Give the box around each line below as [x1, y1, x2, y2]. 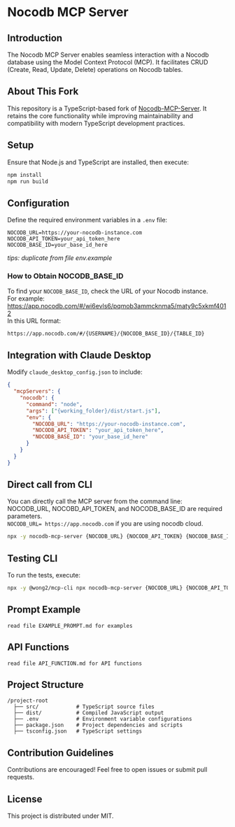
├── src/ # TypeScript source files [13, 703, 155, 710]
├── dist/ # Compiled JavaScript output [13, 710, 164, 717]
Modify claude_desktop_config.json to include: [7, 368, 143, 376]
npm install [7, 171, 42, 178]
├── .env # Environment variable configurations [13, 716, 192, 723]
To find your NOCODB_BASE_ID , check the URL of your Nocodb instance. [7, 287, 208, 296]
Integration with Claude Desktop [7, 349, 152, 361]
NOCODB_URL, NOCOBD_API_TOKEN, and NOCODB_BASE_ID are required [7, 505, 222, 513]
